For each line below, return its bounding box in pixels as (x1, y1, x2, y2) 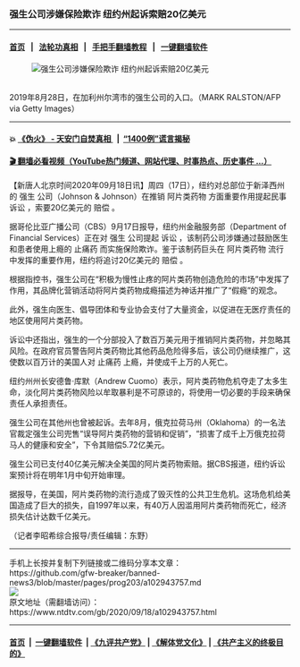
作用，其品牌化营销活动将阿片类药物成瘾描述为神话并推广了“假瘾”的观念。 (9, 285, 283, 296)
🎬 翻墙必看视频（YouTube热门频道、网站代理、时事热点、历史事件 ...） (9, 155, 272, 167)
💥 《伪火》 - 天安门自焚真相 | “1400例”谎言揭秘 (9, 133, 190, 144)
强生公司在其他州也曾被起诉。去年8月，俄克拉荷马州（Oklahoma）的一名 (9, 417, 279, 428)
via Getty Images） (9, 103, 79, 114)
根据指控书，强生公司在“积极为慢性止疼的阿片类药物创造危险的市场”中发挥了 (9, 274, 290, 285)
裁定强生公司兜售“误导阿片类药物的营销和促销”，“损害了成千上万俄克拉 (16, 428, 279, 440)
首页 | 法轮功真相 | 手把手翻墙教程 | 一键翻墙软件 (9, 41, 208, 52)
